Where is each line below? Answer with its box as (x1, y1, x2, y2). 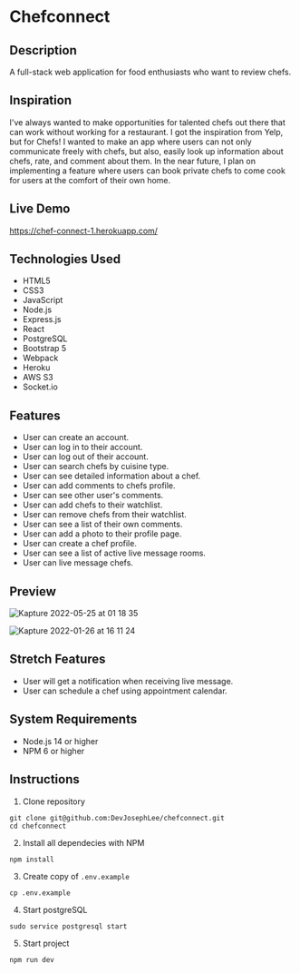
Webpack (22, 352, 59, 364)
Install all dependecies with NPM (22, 837, 145, 848)
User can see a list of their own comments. (22, 519, 183, 530)
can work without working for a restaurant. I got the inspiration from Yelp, (9, 126, 284, 137)
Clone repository (22, 796, 86, 807)
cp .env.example (9, 888, 71, 898)
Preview (9, 584, 57, 599)
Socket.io (22, 381, 59, 392)
